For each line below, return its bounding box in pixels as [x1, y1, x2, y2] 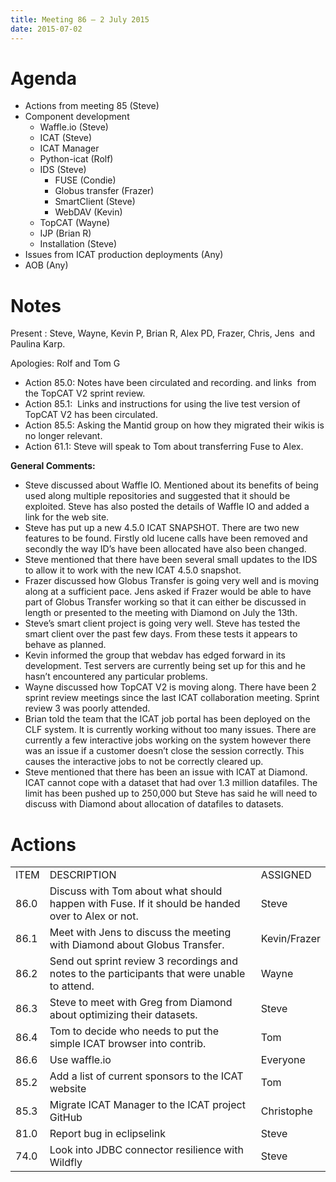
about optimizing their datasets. [49, 1008, 198, 1022]
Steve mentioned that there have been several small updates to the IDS [24, 554, 318, 566]
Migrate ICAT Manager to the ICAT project [49, 1098, 246, 1112]
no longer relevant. [24, 430, 103, 442]
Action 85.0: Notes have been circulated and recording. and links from [24, 377, 317, 389]
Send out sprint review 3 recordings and [49, 954, 238, 968]
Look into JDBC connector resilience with [49, 1143, 244, 1157]
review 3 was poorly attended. [24, 702, 151, 715]
